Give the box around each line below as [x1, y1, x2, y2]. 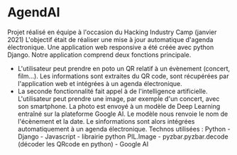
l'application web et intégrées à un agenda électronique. [17, 79, 182, 87]
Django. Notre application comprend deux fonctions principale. [7, 50, 192, 59]
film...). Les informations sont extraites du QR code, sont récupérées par [17, 72, 229, 80]
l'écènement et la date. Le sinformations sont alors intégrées [17, 117, 195, 125]
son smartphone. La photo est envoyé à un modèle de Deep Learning [17, 102, 221, 110]
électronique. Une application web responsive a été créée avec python [7, 43, 214, 51]
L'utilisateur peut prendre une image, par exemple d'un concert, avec [17, 94, 220, 103]
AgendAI [7, 4, 60, 21]
